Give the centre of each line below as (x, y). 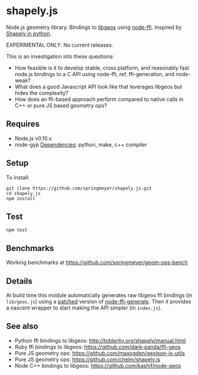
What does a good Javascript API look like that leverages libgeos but (98, 86)
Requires (23, 124)
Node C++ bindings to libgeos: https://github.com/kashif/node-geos (98, 366)
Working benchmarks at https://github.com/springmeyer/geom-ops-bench (97, 262)
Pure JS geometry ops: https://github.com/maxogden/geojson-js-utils (100, 353)
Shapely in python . (29, 33)
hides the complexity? (41, 93)
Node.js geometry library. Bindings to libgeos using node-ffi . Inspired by (94, 27)
